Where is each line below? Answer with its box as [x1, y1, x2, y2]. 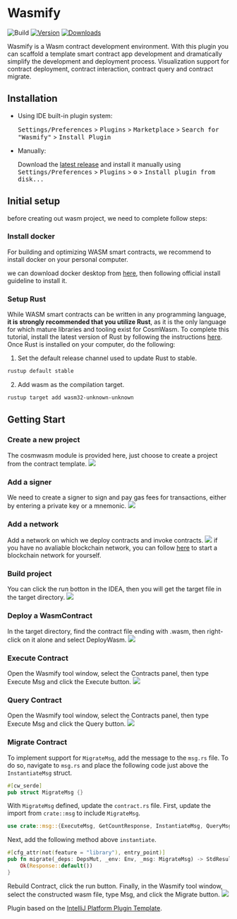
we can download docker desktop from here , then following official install [7, 269, 221, 277]
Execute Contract [7, 653, 68, 663]
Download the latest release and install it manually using [17, 160, 181, 168]
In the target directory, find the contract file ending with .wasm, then [7, 627, 206, 635]
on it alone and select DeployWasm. [22, 635, 127, 644]
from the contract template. [7, 459, 87, 468]
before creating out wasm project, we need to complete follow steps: [7, 214, 208, 222]
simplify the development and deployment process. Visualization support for [7, 57, 229, 65]
